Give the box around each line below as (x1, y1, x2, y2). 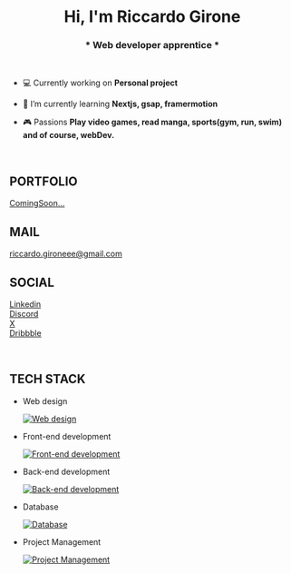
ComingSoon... (9, 198, 65, 209)
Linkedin (9, 298, 42, 310)
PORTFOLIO (9, 173, 79, 189)
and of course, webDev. (22, 130, 115, 141)
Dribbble (9, 327, 43, 338)
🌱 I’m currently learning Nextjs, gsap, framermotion (22, 98, 218, 110)
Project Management (22, 536, 102, 547)
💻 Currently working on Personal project (22, 77, 179, 88)
